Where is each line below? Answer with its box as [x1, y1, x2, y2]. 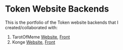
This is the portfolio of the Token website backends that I [5, 19, 119, 25]
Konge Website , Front [12, 39, 56, 45]
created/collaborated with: [5, 24, 58, 30]
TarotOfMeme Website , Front [12, 34, 70, 40]
